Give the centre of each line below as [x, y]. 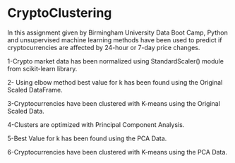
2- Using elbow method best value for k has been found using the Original [115, 82]
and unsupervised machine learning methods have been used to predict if [115, 40]
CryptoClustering [60, 13]
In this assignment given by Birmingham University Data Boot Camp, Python [117, 32]
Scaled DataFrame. [35, 90]
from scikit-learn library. [42, 68]
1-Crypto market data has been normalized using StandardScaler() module [116, 61]
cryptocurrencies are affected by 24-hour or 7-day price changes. [104, 47]
